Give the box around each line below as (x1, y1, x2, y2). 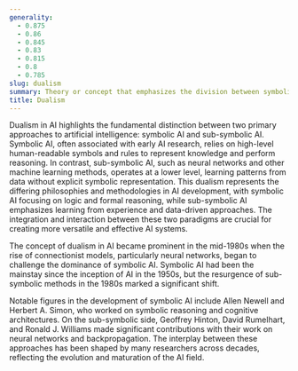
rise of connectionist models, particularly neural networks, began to (9, 250, 257, 261)
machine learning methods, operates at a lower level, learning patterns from (9, 167, 286, 178)
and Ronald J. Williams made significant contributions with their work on (9, 324, 273, 335)
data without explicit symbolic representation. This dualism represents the (9, 177, 279, 187)
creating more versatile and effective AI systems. (9, 224, 188, 234)
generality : (9, 12, 53, 22)
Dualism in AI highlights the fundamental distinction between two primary (9, 120, 277, 130)
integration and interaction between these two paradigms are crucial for (9, 214, 272, 225)
